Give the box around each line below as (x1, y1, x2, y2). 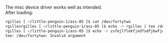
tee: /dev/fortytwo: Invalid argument (5, 33, 86, 38)
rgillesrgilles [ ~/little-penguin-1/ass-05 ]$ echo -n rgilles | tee (5, 23, 155, 29)
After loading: (5, 9, 33, 15)
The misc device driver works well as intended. (5, 4, 102, 10)
